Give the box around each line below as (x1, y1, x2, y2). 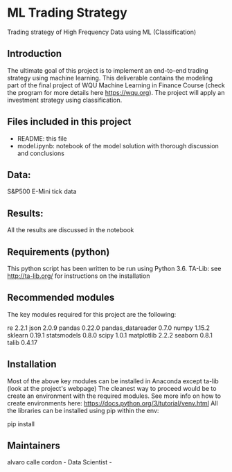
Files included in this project (7, 116, 132, 128)
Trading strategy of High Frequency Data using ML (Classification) (7, 28, 197, 36)
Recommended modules (7, 292, 115, 304)
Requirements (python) (7, 246, 110, 258)
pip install (7, 419, 35, 428)
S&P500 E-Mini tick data (7, 187, 77, 195)
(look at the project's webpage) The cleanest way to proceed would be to (7, 384, 217, 392)
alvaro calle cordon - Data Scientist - (7, 458, 112, 466)
